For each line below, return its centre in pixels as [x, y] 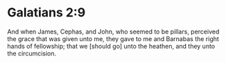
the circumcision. [32, 53]
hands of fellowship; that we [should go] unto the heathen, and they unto [111, 46]
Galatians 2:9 [46, 13]
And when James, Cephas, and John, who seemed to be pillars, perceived [113, 32]
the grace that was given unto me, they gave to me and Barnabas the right [113, 38]
